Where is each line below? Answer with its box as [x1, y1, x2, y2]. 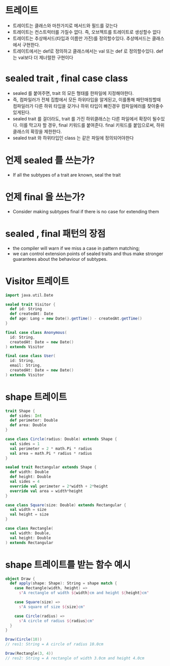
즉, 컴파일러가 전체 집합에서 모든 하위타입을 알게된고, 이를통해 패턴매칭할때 [12, 96, 161, 103]
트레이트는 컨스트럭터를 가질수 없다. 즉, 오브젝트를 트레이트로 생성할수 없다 [12, 29, 161, 35]
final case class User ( [5, 353, 56, 359]
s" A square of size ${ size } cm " [18, 604, 86, 609]
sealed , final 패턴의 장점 [5, 228, 106, 239]
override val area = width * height [10, 488, 83, 494]
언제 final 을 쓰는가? [5, 191, 86, 203]
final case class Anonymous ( [5, 330, 67, 335]
